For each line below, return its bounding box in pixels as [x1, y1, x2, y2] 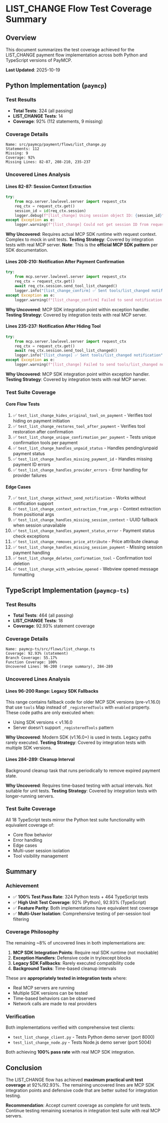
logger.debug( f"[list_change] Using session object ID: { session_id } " [14, 213, 165, 218]
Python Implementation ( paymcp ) [5, 81, 107, 90]
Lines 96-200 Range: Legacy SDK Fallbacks [5, 688, 99, 694]
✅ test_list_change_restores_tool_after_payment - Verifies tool [12, 423, 146, 429]
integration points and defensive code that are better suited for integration [5, 1087, 158, 1093]
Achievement [5, 882, 39, 889]
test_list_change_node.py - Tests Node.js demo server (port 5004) [12, 1039, 152, 1045]
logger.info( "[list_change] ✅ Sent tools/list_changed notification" [14, 353, 164, 358]
